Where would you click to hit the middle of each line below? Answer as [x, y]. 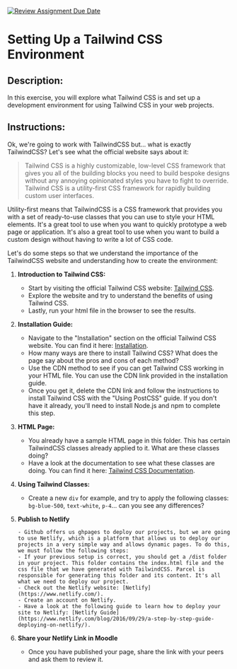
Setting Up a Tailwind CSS [85, 40]
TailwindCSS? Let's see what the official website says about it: [98, 151]
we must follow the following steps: [73, 551]
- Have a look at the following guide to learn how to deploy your [119, 606]
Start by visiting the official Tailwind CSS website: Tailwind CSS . [121, 288]
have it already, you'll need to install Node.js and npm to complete [124, 405]
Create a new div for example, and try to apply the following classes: [128, 498]
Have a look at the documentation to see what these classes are [121, 463]
